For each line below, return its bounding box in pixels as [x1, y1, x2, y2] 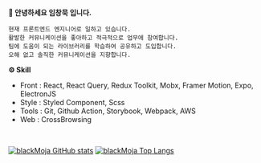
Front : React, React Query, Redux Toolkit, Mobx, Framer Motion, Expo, [19, 80, 255, 90]
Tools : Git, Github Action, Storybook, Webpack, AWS [19, 106, 197, 116]
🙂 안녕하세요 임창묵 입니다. [8, 8, 92, 17]
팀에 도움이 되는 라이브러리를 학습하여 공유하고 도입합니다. [8, 43, 177, 51]
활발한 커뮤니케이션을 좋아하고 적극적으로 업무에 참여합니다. [8, 34, 179, 42]
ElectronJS [19, 89, 57, 99]
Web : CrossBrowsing [19, 115, 92, 124]
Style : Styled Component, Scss [19, 98, 125, 107]
